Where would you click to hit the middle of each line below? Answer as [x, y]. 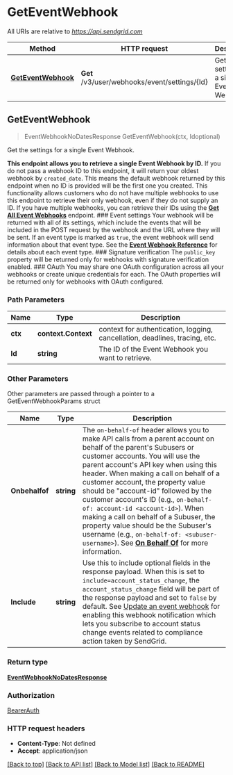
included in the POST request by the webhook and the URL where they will [114, 229]
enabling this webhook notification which [149, 615]
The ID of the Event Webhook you [154, 350]
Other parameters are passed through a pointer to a [81, 394]
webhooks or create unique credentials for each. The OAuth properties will [114, 274]
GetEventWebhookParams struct [54, 401]
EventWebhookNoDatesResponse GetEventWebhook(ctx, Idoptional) [122, 136]
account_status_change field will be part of [151, 589]
